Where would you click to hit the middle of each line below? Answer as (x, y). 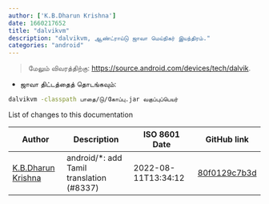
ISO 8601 (161, 134)
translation (86, 178)
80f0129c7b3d (227, 173)
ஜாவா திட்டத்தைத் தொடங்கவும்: (68, 84)
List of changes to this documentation (71, 114)
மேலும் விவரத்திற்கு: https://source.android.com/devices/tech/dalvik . (139, 68)
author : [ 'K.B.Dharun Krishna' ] (62, 16)
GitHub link (227, 139)
